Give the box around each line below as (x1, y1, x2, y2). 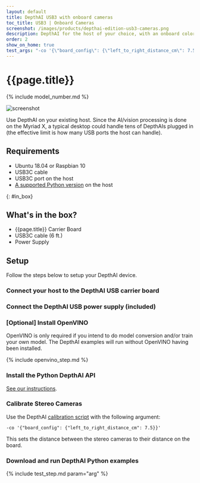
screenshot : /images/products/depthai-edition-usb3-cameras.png (6, 25, 169, 32)
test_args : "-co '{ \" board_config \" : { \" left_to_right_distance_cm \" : (6, 48, 185, 54)
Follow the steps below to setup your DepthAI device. (6, 272, 137, 279)
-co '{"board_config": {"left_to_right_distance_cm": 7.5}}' (6, 424, 161, 430)
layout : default (6, 8, 46, 15)
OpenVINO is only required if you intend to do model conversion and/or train (6, 332, 193, 339)
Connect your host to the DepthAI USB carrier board (6, 287, 160, 295)
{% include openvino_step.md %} (6, 356, 89, 364)
